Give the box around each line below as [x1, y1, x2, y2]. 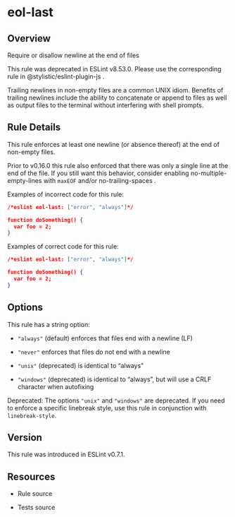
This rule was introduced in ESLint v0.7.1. [7, 450, 125, 459]
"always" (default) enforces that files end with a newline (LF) [17, 333, 193, 343]
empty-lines [7, 176, 42, 184]
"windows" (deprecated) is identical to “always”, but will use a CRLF [17, 375, 212, 384]
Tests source [17, 503, 56, 512]
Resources [7, 470, 56, 482]
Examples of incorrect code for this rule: [7, 190, 125, 198]
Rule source [17, 489, 53, 498]
